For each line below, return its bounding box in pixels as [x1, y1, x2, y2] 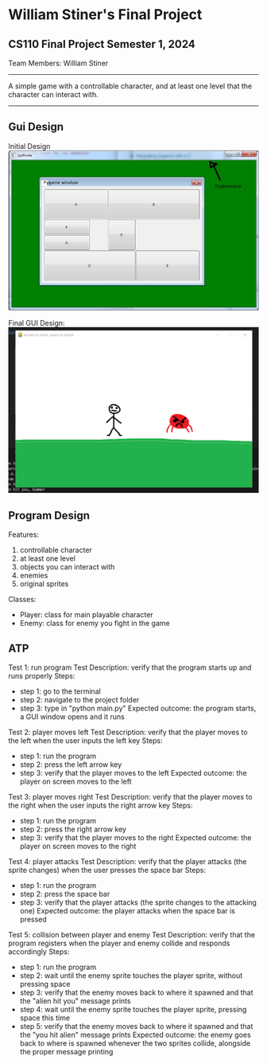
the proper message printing [19, 1046, 114, 1056]
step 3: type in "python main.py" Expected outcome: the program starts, [19, 703, 257, 713]
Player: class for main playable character [19, 610, 153, 620]
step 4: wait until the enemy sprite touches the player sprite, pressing [19, 1004, 247, 1014]
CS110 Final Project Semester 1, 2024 [8, 37, 196, 51]
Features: [8, 530, 40, 539]
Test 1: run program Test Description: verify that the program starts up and [8, 663, 252, 672]
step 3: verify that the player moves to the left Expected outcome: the [19, 768, 248, 777]
